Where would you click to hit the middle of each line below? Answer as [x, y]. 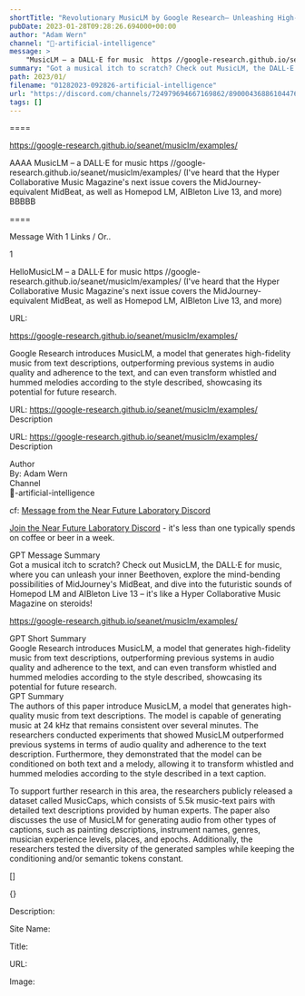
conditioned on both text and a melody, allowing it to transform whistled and [152, 764]
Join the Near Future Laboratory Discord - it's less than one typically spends [152, 528]
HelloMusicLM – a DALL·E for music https [86, 272]
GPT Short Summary [48, 639]
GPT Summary [37, 697]
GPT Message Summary [55, 555]
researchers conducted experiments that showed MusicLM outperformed [147, 735]
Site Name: [30, 929]
